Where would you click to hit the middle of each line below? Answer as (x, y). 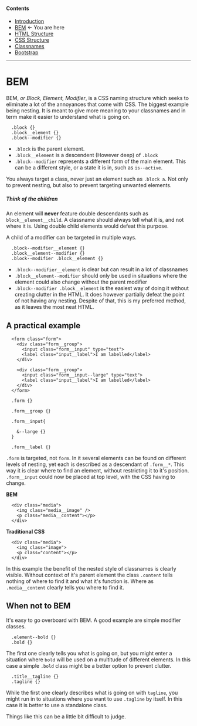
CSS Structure (32, 40)
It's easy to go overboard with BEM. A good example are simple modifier (94, 620)
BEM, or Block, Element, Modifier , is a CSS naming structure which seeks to (98, 98)
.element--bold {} (34, 637)
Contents (18, 8)
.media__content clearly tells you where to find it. (65, 587)
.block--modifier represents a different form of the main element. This (100, 161)
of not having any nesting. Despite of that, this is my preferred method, (100, 301)
